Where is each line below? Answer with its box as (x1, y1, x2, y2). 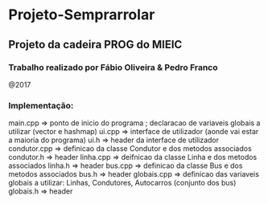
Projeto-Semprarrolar (8, 6, 155, 24)
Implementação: (8, 100, 74, 111)
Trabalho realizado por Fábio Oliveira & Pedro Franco (8, 62, 218, 73)
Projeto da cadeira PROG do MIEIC (8, 38, 183, 51)
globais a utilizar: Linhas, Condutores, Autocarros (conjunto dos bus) (8, 178, 237, 188)
